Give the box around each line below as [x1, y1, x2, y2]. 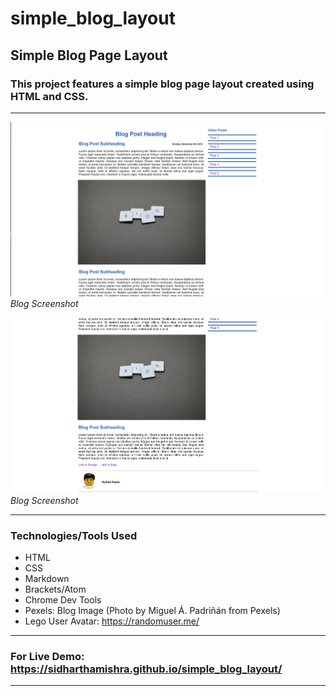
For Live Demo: [10, 649, 85, 663]
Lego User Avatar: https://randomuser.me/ [24, 615, 200, 627]
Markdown [24, 573, 70, 585]
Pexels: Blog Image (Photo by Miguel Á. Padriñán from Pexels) [24, 605, 281, 617]
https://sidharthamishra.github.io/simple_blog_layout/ [10, 662, 283, 676]
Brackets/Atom [24, 583, 87, 596]
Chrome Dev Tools [24, 594, 102, 606]
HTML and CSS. [10, 89, 89, 103]
